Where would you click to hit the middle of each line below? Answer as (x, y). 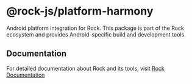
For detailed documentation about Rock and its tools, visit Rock (85, 68)
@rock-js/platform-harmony (80, 11)
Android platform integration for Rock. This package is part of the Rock (95, 28)
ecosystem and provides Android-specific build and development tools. (96, 34)
